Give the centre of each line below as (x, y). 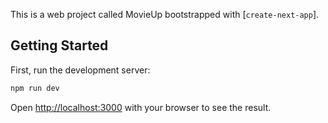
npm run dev (35, 88)
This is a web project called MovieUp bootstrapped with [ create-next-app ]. (165, 14)
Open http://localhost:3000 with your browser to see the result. (141, 107)
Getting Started (59, 45)
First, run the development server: (80, 70)
